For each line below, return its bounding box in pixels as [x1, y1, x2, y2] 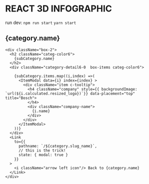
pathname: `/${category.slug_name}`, [18, 143, 97, 148]
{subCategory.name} [14, 56, 55, 61]
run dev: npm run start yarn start [5, 19, 76, 25]
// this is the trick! [18, 148, 66, 153]
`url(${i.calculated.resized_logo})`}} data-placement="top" [5, 91, 135, 96]
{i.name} [31, 108, 50, 113]
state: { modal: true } [18, 152, 68, 157]
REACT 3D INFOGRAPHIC [5, 3, 112, 14]
